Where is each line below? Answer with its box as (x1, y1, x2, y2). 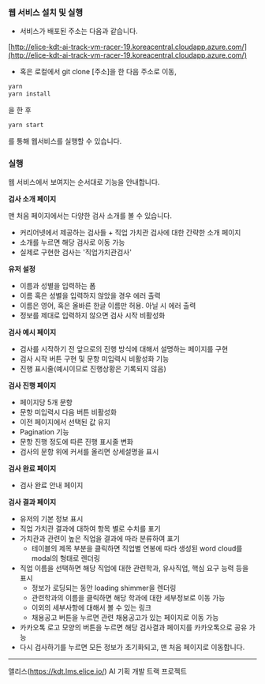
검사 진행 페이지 (8, 381, 57, 390)
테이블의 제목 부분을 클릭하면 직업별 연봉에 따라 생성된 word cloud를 (31, 543, 243, 554)
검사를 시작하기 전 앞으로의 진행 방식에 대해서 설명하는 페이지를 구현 (19, 344, 229, 354)
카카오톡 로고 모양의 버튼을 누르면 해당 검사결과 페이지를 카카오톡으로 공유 (19, 622, 248, 633)
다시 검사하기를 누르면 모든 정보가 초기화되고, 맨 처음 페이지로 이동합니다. (19, 642, 245, 652)
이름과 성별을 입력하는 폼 (19, 281, 96, 291)
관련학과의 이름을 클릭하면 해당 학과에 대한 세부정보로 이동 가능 (31, 593, 226, 603)
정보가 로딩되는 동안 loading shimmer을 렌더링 (31, 583, 177, 593)
